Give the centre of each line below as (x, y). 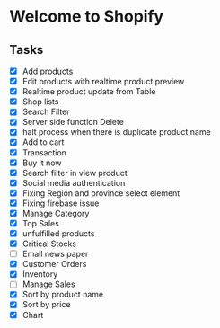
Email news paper (55, 254)
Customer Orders (54, 264)
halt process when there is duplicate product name (116, 132)
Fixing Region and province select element (101, 193)
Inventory (40, 274)
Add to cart (43, 142)
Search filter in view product (75, 173)
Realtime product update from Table (89, 92)
